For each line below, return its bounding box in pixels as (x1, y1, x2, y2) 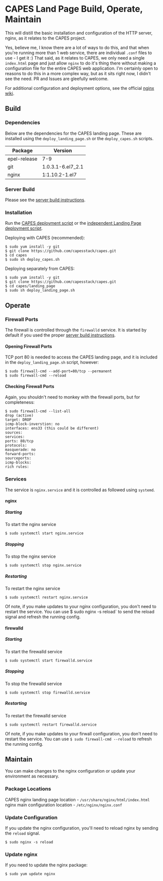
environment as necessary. (5, 773, 59, 779)
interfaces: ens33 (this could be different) (5, 426, 99, 431)
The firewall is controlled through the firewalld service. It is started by (5, 327, 147, 333)
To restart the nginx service (5, 586, 60, 591)
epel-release (7, 155, 37, 162)
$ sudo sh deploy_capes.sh (5, 257, 60, 262)
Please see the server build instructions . (5, 197, 86, 203)
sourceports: (5, 456, 32, 461)
